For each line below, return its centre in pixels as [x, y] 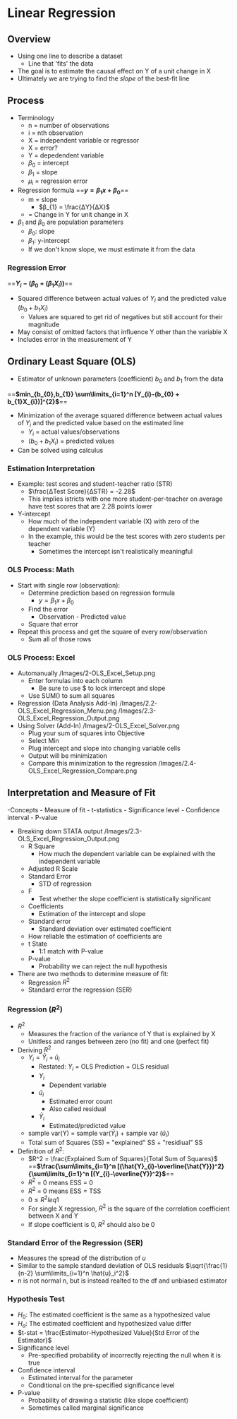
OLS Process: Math [41, 570]
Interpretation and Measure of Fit [81, 793]
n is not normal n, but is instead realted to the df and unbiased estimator [122, 1281]
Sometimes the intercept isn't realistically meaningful [115, 552]
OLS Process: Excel [41, 658]
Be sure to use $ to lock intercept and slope [102, 688]
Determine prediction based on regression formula [101, 593]
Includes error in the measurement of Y [74, 340]
